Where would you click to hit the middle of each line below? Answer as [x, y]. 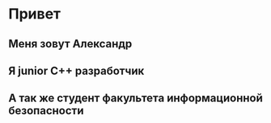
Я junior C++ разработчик [76, 70]
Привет [35, 14]
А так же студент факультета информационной [135, 98]
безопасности [46, 111]
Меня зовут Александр [70, 44]
